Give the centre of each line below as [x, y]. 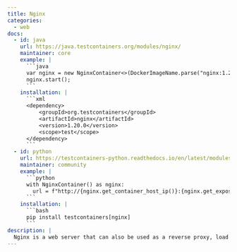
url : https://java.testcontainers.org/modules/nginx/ [101, 47]
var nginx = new [50, 73]
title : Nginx [26, 14]
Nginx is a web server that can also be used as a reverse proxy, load [121, 237]
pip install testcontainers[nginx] [78, 217]
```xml [36, 100]
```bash [37, 211]
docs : [15, 34]
